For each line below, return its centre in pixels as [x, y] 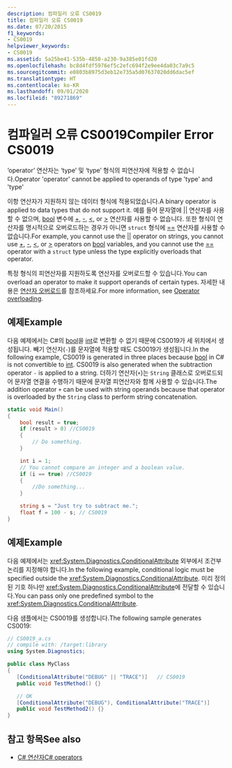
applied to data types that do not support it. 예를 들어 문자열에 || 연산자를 [110, 209]
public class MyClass [39, 664]
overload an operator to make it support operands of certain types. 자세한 [113, 282]
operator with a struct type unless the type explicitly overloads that [105, 251]
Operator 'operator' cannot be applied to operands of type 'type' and [114, 179]
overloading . [25, 298]
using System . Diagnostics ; [46, 651]
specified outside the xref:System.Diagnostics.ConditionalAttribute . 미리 [110, 578]
